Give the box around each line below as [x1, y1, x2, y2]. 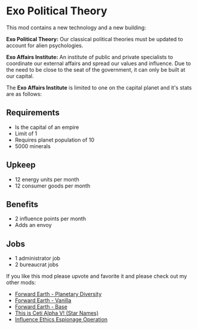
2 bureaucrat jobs [14, 261, 58, 268]
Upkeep [6, 160, 36, 170]
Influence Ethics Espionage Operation [14, 316, 108, 323]
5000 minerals [14, 142, 51, 150]
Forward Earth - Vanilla [14, 297, 72, 304]
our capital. [6, 72, 34, 79]
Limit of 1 [14, 130, 38, 137]
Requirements [6, 107, 60, 118]
